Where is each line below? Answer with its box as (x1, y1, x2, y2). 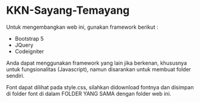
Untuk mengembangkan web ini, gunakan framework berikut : (6, 23, 158, 31)
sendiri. (6, 72, 25, 79)
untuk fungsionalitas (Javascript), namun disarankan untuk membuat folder (6, 65, 191, 72)
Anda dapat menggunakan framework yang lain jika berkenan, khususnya (6, 59, 187, 66)
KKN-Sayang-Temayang (6, 4, 130, 17)
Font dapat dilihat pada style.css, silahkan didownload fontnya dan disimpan (6, 83, 194, 90)
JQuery (14, 41, 34, 49)
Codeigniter (14, 47, 44, 54)
